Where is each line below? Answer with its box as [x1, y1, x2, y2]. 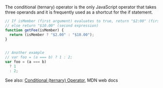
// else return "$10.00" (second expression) [5, 23, 98, 28]
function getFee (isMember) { [5, 28, 64, 33]
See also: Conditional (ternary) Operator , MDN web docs [5, 77, 118, 83]
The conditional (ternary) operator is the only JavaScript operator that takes [5, 4, 157, 10]
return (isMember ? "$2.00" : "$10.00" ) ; [9, 32, 95, 37]
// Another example [5, 51, 45, 55]
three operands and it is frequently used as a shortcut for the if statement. [5, 9, 153, 15]
